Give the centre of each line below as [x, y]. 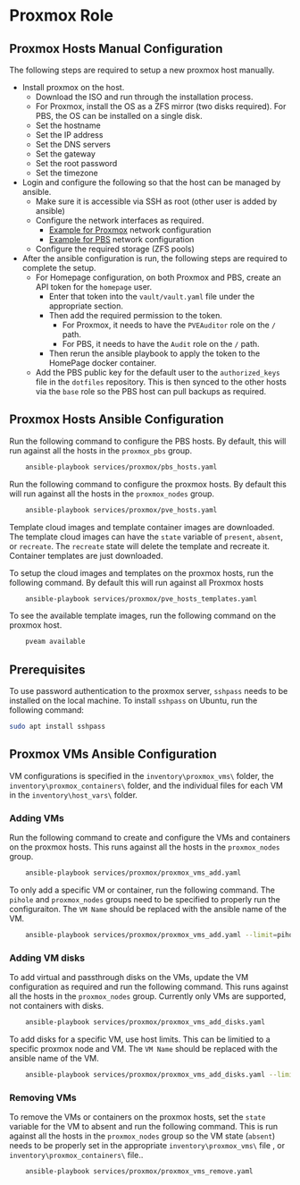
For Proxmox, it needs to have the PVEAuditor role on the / [169, 325]
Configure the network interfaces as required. [120, 220]
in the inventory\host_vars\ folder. [74, 795]
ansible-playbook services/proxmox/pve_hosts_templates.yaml [141, 599]
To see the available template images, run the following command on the [143, 616]
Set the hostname [68, 125]
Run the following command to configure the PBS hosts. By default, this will [148, 441]
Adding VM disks [47, 958]
